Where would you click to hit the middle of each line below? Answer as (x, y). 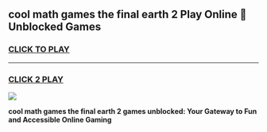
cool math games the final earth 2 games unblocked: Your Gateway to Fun (133, 111)
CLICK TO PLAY (39, 50)
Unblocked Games (55, 27)
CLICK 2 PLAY (36, 79)
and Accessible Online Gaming (60, 119)
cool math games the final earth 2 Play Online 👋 (128, 15)
